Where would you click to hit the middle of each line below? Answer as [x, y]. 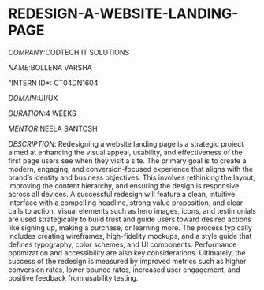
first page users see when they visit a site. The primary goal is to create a [127, 160]
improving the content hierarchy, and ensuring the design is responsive [124, 185]
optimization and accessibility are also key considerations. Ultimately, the [127, 252]
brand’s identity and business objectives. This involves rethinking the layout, [132, 177]
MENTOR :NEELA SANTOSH [53, 128]
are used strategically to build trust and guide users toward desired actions [130, 219]
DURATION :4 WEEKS [42, 113]
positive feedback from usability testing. [73, 277]
